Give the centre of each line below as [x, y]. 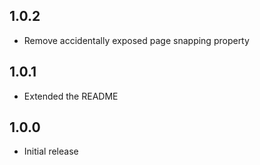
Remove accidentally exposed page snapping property [136, 40]
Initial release [51, 151]
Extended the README [71, 96]
